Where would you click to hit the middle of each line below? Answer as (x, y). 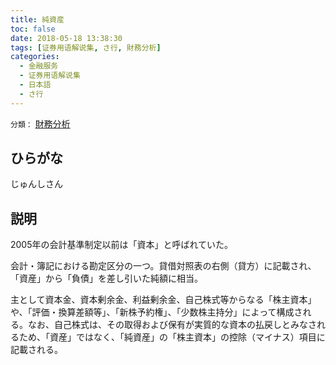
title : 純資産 (37, 19)
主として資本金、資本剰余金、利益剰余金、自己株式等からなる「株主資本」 (163, 300)
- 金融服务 (39, 66)
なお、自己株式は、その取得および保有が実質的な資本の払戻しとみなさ (172, 325)
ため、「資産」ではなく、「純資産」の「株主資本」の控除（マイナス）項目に (172, 337)
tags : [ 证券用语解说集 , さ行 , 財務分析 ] (86, 47)
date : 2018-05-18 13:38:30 (66, 38)
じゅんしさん (36, 184)
